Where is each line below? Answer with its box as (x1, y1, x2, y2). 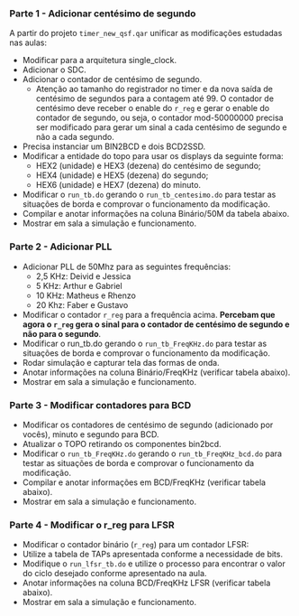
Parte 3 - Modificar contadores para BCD (9, 398, 192, 411)
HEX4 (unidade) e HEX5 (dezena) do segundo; (35, 170, 209, 181)
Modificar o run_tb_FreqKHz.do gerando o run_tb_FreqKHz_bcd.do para (22, 448, 282, 459)
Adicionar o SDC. (22, 64, 87, 75)
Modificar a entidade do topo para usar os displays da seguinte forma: (22, 151, 284, 162)
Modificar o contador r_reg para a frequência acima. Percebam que (22, 309, 276, 320)
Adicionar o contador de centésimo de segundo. (22, 74, 203, 85)
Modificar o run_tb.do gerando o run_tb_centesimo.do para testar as (22, 189, 276, 201)
